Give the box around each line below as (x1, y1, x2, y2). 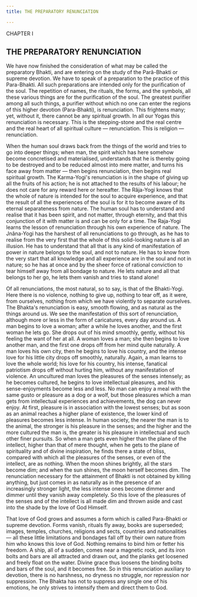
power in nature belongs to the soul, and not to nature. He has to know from (6, 249, 190, 256)
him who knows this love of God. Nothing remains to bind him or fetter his (6, 541, 185, 548)
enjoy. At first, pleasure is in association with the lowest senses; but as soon (6, 404, 191, 411)
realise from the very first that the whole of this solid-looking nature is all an (6, 236, 190, 244)
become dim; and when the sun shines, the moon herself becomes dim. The (6, 466, 191, 473)
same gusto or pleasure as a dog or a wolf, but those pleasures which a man (6, 392, 191, 399)
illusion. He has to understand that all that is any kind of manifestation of (6, 242, 181, 250)
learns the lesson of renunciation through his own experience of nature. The (6, 224, 191, 231)
